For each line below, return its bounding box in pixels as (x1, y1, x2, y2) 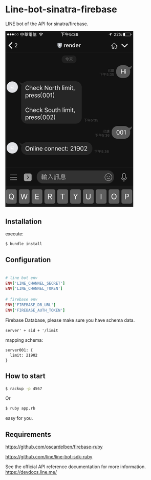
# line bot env (5, 275, 38, 281)
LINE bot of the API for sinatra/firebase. (5, 21, 89, 27)
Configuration (5, 255, 51, 264)
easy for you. (5, 415, 33, 421)
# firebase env (5, 297, 38, 302)
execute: (5, 231, 24, 237)
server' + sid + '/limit (5, 328, 58, 333)
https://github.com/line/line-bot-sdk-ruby (5, 454, 93, 460)
